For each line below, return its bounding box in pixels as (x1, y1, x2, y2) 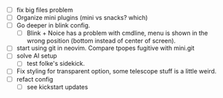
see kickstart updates (26, 82, 89, 91)
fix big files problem (16, 6, 74, 14)
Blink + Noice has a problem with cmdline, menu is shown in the (26, 29, 209, 37)
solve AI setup (16, 51, 58, 60)
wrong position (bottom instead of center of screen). (26, 37, 176, 45)
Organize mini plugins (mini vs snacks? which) (16, 14, 149, 22)
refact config (16, 75, 54, 83)
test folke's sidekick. (26, 60, 85, 68)
